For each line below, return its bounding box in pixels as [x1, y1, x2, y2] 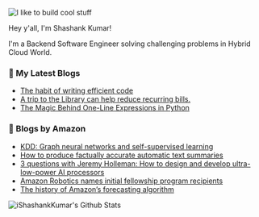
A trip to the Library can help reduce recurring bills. [19, 94, 191, 104]
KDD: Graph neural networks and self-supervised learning [19, 141, 214, 151]
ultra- [232, 158, 251, 169]
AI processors [57, 167, 105, 177]
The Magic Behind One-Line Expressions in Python [19, 103, 190, 113]
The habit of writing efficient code [19, 86, 134, 96]
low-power [19, 167, 56, 177]
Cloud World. [8, 48, 52, 56]
